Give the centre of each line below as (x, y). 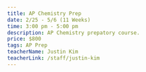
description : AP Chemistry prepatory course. (73, 33)
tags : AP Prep (28, 45)
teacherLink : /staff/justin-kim (53, 58)
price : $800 (24, 39)
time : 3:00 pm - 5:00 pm (43, 26)
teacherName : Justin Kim (43, 52)
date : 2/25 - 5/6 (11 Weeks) (49, 20)
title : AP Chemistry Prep (44, 13)
